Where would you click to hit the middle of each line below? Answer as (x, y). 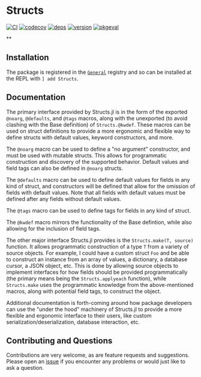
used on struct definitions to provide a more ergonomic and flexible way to (98, 131)
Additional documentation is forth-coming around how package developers (99, 303)
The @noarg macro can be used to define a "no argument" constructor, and (98, 149)
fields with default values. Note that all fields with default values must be (96, 192)
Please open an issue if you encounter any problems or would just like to (96, 361)
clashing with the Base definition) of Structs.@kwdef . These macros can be (98, 124)
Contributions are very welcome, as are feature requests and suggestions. (98, 355)
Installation (28, 58)
